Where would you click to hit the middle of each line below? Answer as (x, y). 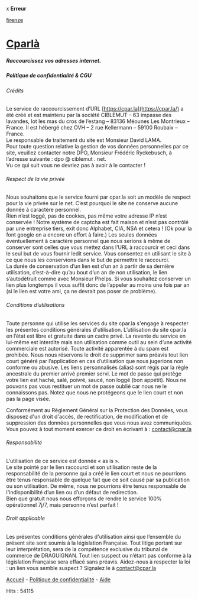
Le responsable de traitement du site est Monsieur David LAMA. (84, 140)
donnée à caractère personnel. (44, 210)
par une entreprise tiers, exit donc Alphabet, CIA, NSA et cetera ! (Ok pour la (99, 229)
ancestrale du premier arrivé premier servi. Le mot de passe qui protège (94, 373)
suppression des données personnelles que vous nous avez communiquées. (99, 423)
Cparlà (23, 44)
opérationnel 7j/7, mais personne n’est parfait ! (63, 504)
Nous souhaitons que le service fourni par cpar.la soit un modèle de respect (98, 197)
